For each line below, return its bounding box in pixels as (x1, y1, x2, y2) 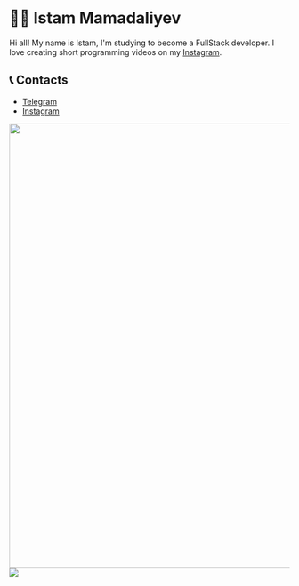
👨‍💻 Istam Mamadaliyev (9, 8, 182, 28)
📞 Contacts (9, 73, 69, 88)
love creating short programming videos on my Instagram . (9, 46, 222, 57)
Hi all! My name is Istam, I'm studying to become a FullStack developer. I (9, 37, 274, 48)
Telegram (21, 96, 58, 107)
